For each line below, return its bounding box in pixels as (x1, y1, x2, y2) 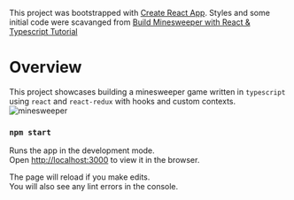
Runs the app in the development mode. (9, 145, 155, 156)
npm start (9, 127, 51, 137)
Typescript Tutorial (9, 27, 78, 36)
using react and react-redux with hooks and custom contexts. (9, 96, 236, 106)
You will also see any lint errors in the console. (9, 181, 179, 192)
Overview (9, 58, 82, 78)
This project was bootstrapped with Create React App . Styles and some (9, 8, 270, 18)
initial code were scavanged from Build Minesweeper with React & (9, 17, 251, 27)
